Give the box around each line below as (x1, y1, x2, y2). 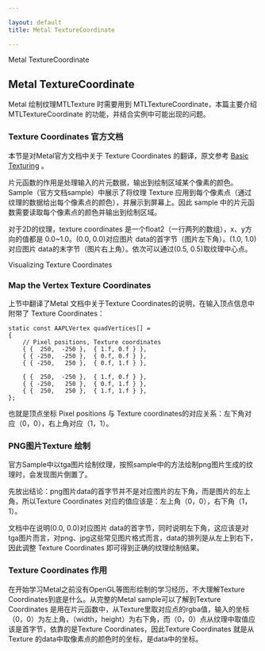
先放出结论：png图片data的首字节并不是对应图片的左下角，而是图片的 (8, 487, 237, 496)
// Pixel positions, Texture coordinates (22, 338, 161, 346)
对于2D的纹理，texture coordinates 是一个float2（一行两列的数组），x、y (8, 224, 246, 234)
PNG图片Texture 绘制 (8, 440, 91, 451)
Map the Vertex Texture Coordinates (8, 279, 152, 290)
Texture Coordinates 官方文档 (8, 132, 124, 143)
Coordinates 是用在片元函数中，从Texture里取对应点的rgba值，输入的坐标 (8, 604, 250, 614)
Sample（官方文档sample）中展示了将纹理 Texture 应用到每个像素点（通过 (8, 187, 252, 197)
